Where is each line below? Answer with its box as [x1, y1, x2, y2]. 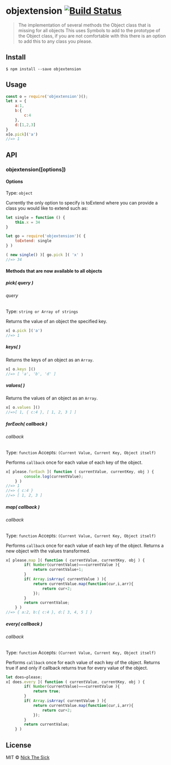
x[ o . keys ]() [6, 366, 36, 372]
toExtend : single [15, 239, 52, 244]
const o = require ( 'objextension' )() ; [6, 94, 88, 99]
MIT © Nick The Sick [6, 754, 50, 760]
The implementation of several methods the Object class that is [18, 22, 151, 28]
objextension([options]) [6, 166, 66, 173]
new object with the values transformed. [6, 548, 91, 554]
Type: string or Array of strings [6, 308, 78, 314]
